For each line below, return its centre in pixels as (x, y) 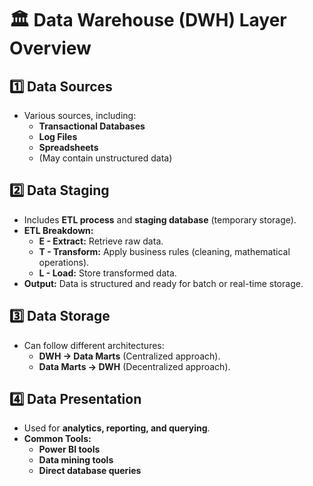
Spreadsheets (68, 147)
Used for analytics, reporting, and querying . (117, 428)
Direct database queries (90, 471)
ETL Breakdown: (58, 230)
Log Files (58, 136)
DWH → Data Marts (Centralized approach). (129, 356)
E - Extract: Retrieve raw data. (101, 241)
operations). (64, 262)
